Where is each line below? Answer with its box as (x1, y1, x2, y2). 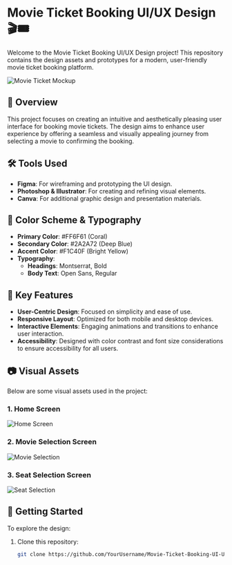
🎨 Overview (7, 97, 58, 108)
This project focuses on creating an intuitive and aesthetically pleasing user (7, 115, 222, 123)
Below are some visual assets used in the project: (7, 387, 148, 395)
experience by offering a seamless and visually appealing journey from (7, 129, 209, 137)
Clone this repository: (17, 537, 79, 546)
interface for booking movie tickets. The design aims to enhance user (7, 122, 205, 131)
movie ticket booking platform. (7, 63, 95, 71)
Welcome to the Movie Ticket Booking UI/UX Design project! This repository (7, 48, 223, 57)
